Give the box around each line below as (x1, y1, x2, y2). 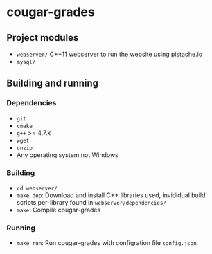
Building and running (6, 78, 98, 89)
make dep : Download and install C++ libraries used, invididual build (16, 191, 206, 199)
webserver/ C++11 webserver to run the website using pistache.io (16, 50, 203, 58)
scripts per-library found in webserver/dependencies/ (16, 198, 167, 206)
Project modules (6, 32, 79, 44)
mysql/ (16, 59, 36, 66)
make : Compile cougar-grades (16, 206, 101, 214)
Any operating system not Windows (16, 150, 119, 159)
